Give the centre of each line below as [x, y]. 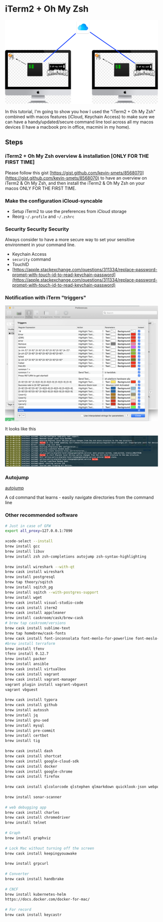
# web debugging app [26, 807]
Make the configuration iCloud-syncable [54, 201]
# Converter [17, 874]
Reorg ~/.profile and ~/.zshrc [43, 216]
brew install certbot [27, 736]
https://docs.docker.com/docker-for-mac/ [48, 899]
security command [31, 259]
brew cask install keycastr [33, 915]
